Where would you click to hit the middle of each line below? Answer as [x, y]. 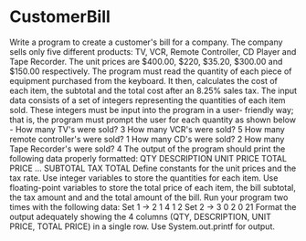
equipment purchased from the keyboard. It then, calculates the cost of [144, 80]
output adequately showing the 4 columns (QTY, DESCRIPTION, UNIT [141, 216]
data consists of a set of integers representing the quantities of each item [148, 100]
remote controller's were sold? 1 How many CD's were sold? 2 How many [147, 139]
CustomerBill [60, 17]
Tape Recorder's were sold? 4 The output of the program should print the [148, 149]
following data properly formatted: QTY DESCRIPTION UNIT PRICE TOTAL [148, 158]
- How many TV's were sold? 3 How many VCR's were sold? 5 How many [147, 129]
